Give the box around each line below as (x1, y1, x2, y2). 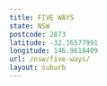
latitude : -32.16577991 (9, 38, 99, 47)
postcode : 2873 (9, 30, 67, 39)
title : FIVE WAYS (9, 13, 75, 22)
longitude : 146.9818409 (9, 47, 99, 56)
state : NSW (9, 21, 50, 30)
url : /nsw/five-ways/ (9, 55, 91, 64)
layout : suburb (9, 64, 67, 73)
